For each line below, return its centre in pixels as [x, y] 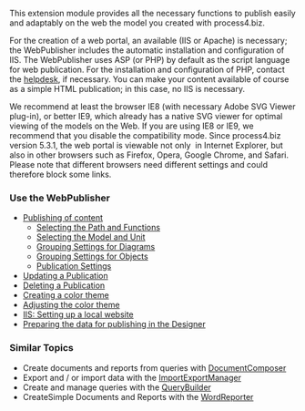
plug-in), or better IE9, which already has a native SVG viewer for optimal [146, 116]
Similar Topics [42, 348]
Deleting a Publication [64, 285]
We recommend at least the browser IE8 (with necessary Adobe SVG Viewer [152, 107]
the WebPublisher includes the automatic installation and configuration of [147, 50]
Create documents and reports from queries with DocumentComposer [154, 367]
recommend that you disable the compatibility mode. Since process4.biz [145, 135]
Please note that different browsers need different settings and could [139, 164]
